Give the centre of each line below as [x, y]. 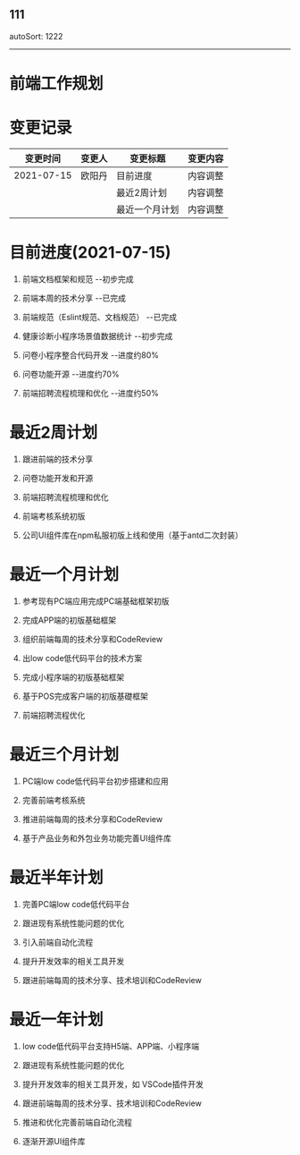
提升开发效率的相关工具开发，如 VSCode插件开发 [112, 1084]
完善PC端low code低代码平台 [76, 904]
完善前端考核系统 [54, 800]
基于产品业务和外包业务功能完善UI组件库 [96, 838]
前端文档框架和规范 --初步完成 [78, 279]
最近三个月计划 [64, 754]
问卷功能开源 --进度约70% [71, 374]
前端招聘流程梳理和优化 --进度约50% [90, 393]
